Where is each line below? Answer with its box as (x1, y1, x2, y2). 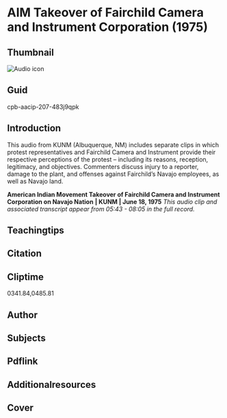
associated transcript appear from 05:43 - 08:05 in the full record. (7, 205, 195, 213)
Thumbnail (7, 47, 55, 58)
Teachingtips (7, 224, 65, 237)
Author (7, 309, 38, 321)
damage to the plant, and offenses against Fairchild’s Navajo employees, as (7, 170, 219, 178)
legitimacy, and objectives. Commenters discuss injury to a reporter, (7, 162, 199, 170)
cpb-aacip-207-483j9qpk (7, 103, 79, 111)
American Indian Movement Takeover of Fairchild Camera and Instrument (7, 190, 220, 198)
